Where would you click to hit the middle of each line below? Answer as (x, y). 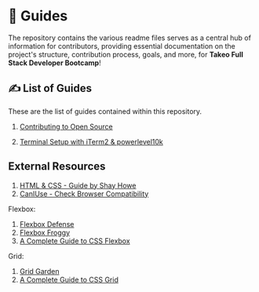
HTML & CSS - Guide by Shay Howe (78, 185)
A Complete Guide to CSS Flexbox (75, 241)
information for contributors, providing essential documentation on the (122, 46)
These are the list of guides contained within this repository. (105, 111)
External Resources (57, 167)
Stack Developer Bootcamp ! (55, 63)
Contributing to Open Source (66, 126)
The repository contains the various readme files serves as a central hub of (129, 38)
